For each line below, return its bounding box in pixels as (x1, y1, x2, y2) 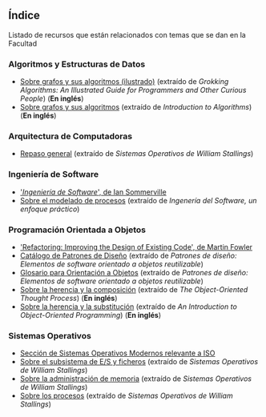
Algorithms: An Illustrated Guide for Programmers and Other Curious (19, 86, 247, 95)
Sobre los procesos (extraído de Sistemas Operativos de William (19, 391, 234, 401)
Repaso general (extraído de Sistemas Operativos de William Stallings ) (19, 149, 254, 158)
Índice (8, 9, 40, 22)
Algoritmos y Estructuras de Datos (8, 58, 146, 70)
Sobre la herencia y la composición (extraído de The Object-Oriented (19, 285, 248, 294)
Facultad (8, 38, 38, 48)
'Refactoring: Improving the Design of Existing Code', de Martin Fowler (19, 243, 253, 251)
